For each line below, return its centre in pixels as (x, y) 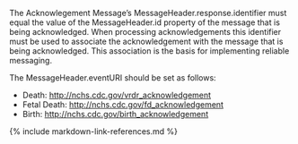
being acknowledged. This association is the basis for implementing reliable (149, 51)
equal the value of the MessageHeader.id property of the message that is (145, 22)
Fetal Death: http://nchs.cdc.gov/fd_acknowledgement (123, 105)
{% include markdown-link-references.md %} (93, 131)
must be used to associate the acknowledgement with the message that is (146, 41)
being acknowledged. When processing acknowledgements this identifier (145, 32)
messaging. (31, 60)
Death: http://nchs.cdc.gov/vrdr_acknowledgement (117, 95)
